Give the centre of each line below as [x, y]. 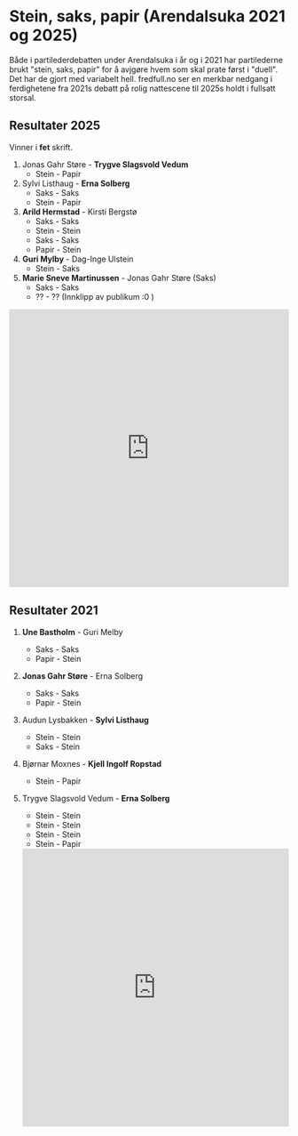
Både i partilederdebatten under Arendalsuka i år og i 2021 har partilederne [146, 60]
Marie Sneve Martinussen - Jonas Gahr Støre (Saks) [119, 278]
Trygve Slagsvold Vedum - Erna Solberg [96, 798]
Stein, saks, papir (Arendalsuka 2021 [147, 16]
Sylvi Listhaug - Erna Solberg [76, 183]
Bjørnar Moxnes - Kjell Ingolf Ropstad [92, 763]
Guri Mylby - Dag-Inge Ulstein [78, 259]
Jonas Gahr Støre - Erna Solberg [82, 676]
